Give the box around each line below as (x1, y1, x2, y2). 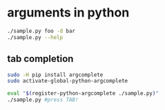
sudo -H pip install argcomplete (7, 71, 104, 78)
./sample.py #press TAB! (7, 96, 79, 104)
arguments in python (7, 5, 130, 21)
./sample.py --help (7, 34, 64, 41)
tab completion (7, 53, 74, 65)
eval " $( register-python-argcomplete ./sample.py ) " (7, 90, 159, 97)
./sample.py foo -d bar (7, 27, 76, 34)
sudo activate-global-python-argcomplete (7, 78, 128, 85)
